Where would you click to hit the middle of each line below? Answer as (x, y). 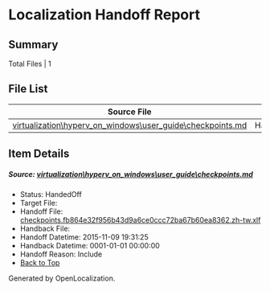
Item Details (39, 154)
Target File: (39, 203)
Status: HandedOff (51, 195)
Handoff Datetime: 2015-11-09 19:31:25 (84, 237)
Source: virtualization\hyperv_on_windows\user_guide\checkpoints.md (131, 174)
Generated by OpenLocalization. (62, 278)
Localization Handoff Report (104, 15)
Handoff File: (41, 211)
